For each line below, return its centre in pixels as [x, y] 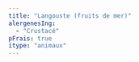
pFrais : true [30, 38]
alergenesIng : [32, 23]
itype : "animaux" [38, 46]
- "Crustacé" [38, 31]
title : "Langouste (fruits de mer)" [70, 16]
